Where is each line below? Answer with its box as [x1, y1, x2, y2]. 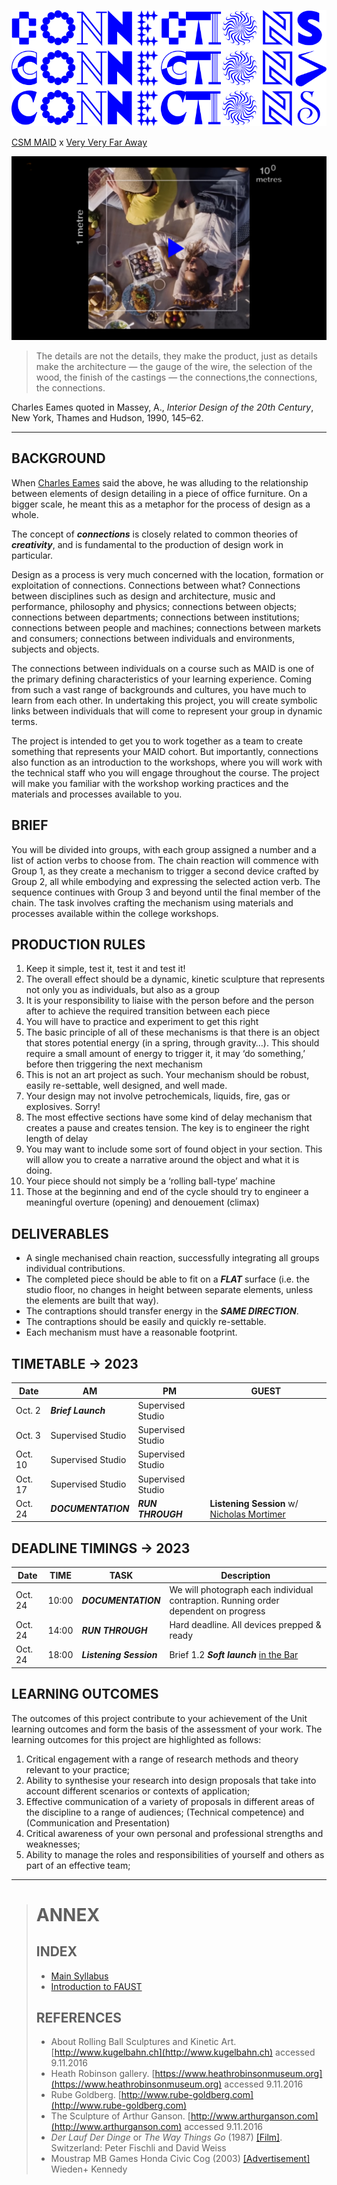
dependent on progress [169, 1605, 266, 1617]
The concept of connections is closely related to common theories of [11, 528, 299, 540]
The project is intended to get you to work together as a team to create [11, 735, 303, 747]
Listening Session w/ [209, 1497, 299, 1509]
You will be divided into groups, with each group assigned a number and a [11, 843, 317, 855]
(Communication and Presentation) [25, 1816, 171, 1829]
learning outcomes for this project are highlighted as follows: [11, 1733, 262, 1745]
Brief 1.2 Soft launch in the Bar [169, 1648, 299, 1660]
